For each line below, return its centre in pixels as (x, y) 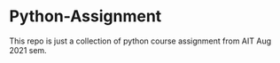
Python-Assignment (86, 16)
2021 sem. (28, 50)
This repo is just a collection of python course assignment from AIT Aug (140, 41)
